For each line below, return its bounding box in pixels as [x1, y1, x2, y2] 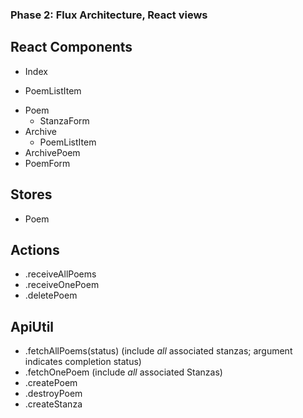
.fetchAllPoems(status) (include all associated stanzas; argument [24, 345, 293, 357]
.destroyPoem [24, 388, 83, 400]
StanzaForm [39, 114, 90, 127]
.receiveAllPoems [24, 268, 97, 280]
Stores [10, 186, 53, 203]
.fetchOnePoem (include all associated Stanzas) [24, 366, 223, 378]
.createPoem [24, 377, 78, 389]
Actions [10, 241, 60, 258]
